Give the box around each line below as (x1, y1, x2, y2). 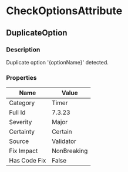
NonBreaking (52, 147, 88, 155)
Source (9, 137, 29, 145)
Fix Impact (9, 147, 38, 155)
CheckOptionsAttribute (6, 4, 123, 18)
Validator (52, 137, 76, 145)
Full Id (9, 108, 26, 116)
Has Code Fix (9, 157, 46, 165)
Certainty (9, 128, 35, 136)
